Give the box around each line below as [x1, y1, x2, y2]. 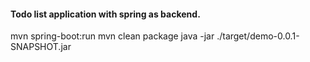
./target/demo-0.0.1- [216, 30, 300, 42]
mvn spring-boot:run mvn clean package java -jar [10, 30, 215, 42]
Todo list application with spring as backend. [10, 8, 201, 20]
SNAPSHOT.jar [10, 41, 72, 53]
